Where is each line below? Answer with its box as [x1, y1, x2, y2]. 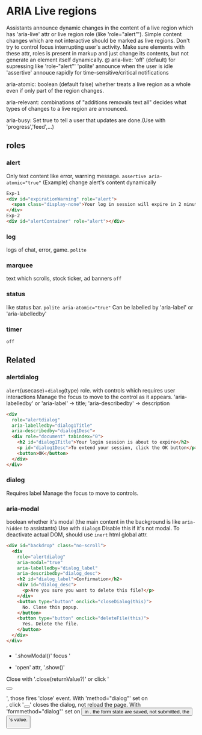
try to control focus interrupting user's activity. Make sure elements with [6, 43, 185, 51]
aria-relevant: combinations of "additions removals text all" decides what [6, 98, 187, 106]
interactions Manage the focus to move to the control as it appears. [6, 393, 173, 400]
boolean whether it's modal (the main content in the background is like [6, 518, 181, 526]
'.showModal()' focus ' [14, 652, 71, 659]
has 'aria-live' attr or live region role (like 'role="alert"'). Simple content [6, 30, 182, 37]
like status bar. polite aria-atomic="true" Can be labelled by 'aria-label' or [6, 303, 194, 311]
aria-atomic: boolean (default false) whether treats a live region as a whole [6, 80, 191, 88]
